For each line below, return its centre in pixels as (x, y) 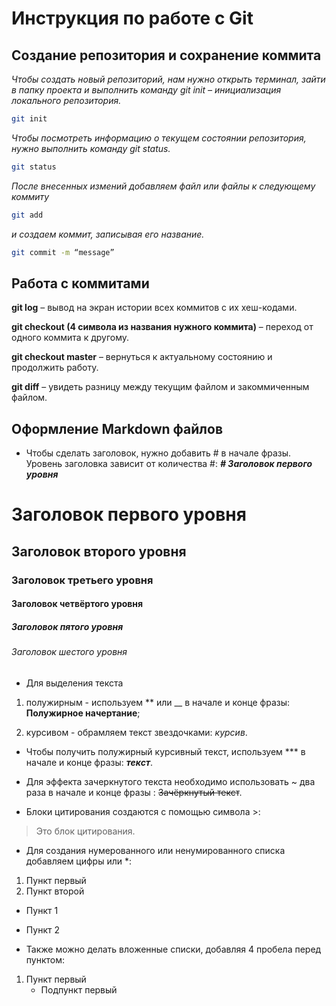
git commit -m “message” (63, 252)
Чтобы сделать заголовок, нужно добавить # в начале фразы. (158, 453)
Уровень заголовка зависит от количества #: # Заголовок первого (169, 464)
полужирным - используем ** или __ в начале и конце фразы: (158, 702)
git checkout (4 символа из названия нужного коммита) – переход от (162, 327)
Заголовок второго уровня (99, 551)
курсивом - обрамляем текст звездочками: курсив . (136, 732)
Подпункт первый (79, 989)
